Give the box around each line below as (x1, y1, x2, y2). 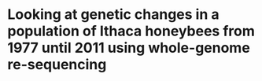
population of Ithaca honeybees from (7, 22, 255, 40)
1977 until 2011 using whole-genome (7, 39, 251, 57)
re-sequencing (7, 56, 107, 74)
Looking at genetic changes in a (7, 6, 220, 24)
